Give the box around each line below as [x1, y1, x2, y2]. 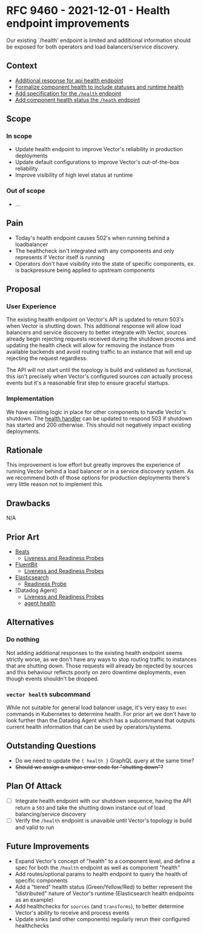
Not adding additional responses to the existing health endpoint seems [6, 649, 183, 656]
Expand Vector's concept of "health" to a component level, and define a [15, 857, 195, 865]
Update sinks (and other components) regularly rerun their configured [15, 915, 190, 922]
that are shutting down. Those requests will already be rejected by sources [6, 662, 193, 669]
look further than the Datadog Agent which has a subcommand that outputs [6, 717, 195, 724]
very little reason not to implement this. [6, 481, 104, 488]
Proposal [6, 283, 41, 294]
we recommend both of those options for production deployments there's [6, 474, 190, 481]
